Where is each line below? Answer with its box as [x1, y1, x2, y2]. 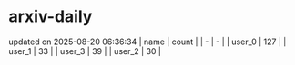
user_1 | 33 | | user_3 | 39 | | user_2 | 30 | [8, 45, 161, 56]
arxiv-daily [8, 6, 93, 27]
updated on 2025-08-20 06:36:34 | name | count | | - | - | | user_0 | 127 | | [8, 36, 287, 47]
